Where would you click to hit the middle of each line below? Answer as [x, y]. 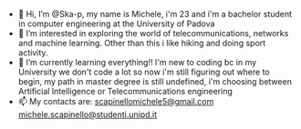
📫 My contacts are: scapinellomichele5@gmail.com [116, 101]
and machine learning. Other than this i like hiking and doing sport [142, 43]
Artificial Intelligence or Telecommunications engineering [125, 91]
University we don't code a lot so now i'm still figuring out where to [144, 72]
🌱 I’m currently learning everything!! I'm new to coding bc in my [137, 62]
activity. [33, 53]
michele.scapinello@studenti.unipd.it [88, 114]
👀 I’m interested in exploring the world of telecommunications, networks [153, 33]
